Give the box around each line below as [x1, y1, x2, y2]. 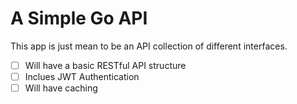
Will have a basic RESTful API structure [24, 59, 187, 71]
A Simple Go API [10, 7, 148, 30]
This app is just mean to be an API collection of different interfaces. [10, 40, 288, 52]
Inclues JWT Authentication [24, 71, 140, 82]
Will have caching [24, 82, 98, 94]
